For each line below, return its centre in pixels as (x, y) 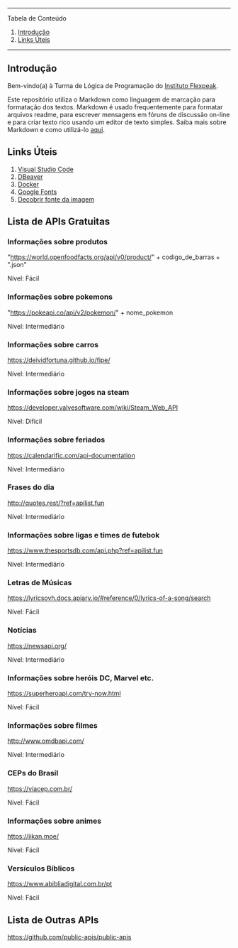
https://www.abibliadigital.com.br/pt (60, 884)
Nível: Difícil (25, 421)
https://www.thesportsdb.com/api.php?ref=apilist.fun (85, 550)
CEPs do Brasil (33, 773)
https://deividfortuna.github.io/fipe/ (59, 360)
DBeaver (30, 176)
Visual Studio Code (46, 169)
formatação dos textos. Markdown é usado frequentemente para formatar (115, 107)
